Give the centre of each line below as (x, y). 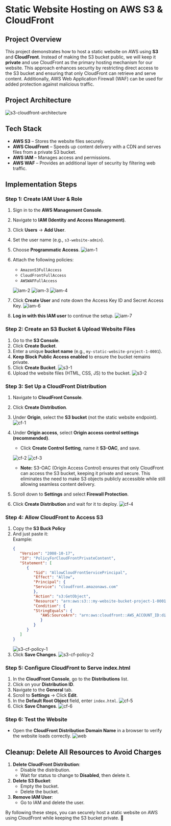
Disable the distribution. (45, 770)
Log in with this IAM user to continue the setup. (63, 316)
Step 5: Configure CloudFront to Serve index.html (68, 668)
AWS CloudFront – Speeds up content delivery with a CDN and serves (87, 147)
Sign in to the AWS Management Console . (58, 210)
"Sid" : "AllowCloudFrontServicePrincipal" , (80, 572)
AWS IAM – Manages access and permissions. (62, 157)
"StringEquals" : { (53, 611)
